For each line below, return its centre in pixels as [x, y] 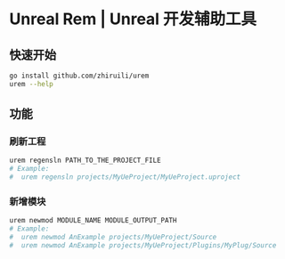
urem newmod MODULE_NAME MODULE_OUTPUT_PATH [93, 221]
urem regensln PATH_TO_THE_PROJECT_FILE [85, 161]
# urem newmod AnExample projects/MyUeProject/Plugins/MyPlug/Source [143, 245]
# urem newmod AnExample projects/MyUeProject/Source [113, 238]
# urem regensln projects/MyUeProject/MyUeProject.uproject [125, 177]
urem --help [31, 84]
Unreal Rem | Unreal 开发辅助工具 [133, 19]
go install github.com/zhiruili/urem [79, 76]
